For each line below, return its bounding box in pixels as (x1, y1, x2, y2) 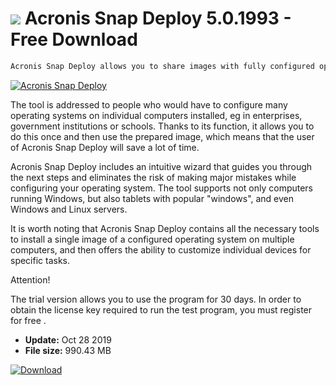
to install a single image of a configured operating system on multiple (10, 233, 295, 245)
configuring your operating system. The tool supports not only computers (10, 182, 314, 194)
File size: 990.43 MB (24, 344, 112, 356)
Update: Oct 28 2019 (24, 333, 112, 346)
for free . (10, 314, 47, 326)
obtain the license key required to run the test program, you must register (10, 303, 313, 316)
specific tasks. (10, 254, 71, 266)
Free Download (10, 28, 138, 51)
